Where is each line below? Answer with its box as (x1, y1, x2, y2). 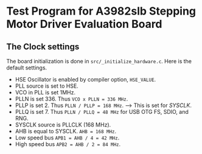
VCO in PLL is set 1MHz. (15, 89, 76, 96)
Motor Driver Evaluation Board (6, 17, 162, 31)
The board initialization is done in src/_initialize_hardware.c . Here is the (6, 58, 192, 65)
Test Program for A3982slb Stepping (6, 4, 197, 18)
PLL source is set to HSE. (15, 82, 79, 89)
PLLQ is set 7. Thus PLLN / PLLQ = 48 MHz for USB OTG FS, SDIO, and (15, 108, 189, 115)
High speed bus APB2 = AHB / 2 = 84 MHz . (15, 141, 121, 147)
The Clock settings (6, 41, 80, 52)
